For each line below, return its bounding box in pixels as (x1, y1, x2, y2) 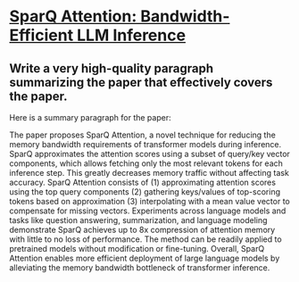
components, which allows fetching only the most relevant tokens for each (9, 158, 284, 169)
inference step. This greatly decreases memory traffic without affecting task (9, 168, 290, 178)
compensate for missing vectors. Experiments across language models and (9, 205, 287, 216)
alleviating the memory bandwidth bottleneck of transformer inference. (9, 262, 270, 273)
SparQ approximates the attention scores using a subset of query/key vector (9, 149, 290, 159)
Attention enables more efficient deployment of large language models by (9, 253, 280, 263)
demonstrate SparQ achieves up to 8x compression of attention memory (9, 225, 276, 235)
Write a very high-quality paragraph (9, 61, 214, 76)
